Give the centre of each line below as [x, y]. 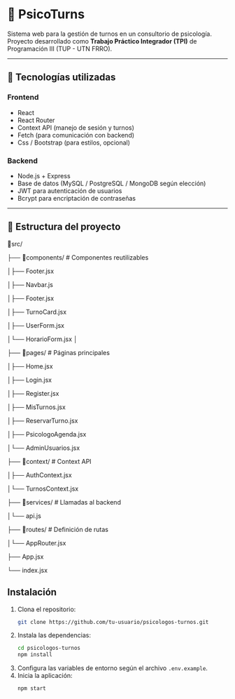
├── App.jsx [26, 557]
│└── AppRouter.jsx [37, 542]
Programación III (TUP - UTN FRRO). [60, 48]
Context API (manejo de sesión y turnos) [76, 127]
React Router [36, 120]
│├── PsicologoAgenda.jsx [47, 434]
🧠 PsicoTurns [46, 14]
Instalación [32, 592]
